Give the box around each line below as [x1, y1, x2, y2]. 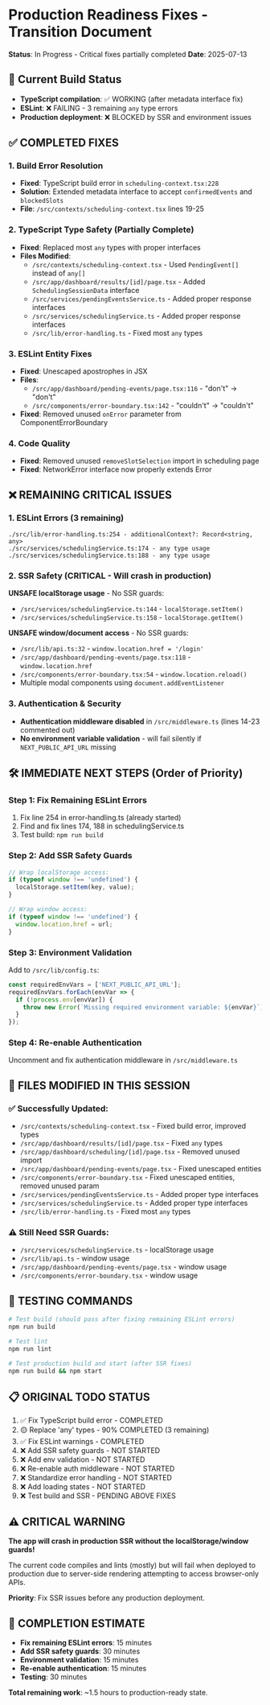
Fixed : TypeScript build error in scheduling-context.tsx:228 [19, 179, 219, 188]
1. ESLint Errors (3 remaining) [8, 512, 125, 523]
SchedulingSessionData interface [31, 285, 140, 295]
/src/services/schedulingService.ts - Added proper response [31, 311, 241, 320]
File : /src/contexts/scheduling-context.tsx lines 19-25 [19, 204, 205, 214]
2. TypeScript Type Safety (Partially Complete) [8, 224, 194, 235]
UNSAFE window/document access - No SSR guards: [8, 628, 189, 638]
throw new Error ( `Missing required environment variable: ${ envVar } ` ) [22, 1003, 264, 1011]
